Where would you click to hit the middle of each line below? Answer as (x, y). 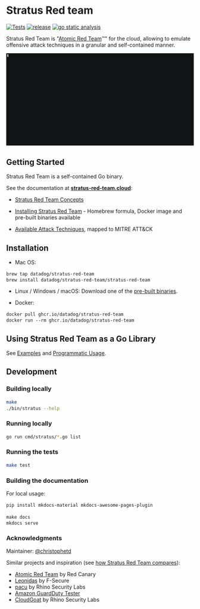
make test (18, 465)
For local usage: (26, 494)
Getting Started (35, 162)
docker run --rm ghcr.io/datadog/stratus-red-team (70, 320)
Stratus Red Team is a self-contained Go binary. (65, 176)
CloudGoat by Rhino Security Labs (57, 600)
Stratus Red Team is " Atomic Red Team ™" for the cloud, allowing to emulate (99, 38)
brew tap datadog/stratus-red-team (50, 274)
